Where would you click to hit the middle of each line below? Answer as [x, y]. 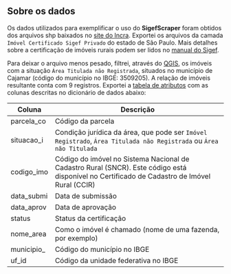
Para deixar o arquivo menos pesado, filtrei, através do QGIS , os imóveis [110, 63]
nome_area [29, 233]
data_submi [29, 196]
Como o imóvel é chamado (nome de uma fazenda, [137, 229]
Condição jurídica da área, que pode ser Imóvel [131, 132]
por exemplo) [76, 238]
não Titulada [76, 148]
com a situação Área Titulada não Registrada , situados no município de [110, 70]
